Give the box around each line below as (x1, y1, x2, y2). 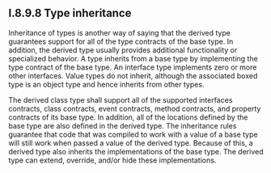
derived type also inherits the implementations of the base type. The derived (8, 146, 264, 156)
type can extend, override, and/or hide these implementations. (8, 155, 217, 165)
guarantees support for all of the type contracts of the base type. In (8, 36, 234, 46)
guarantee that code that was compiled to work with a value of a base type (8, 129, 258, 139)
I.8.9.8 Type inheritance (8, 6, 132, 20)
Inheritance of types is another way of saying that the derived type (8, 27, 231, 37)
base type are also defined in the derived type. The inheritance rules (8, 120, 237, 130)
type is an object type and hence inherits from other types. (8, 79, 205, 89)
